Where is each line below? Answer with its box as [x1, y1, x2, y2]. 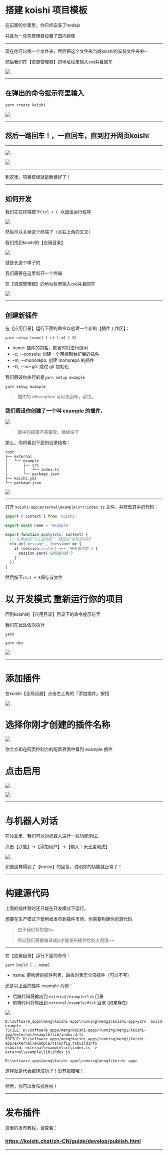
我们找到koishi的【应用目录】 [5, 240, 66, 246]
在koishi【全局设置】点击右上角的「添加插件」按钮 [5, 690, 109, 697]
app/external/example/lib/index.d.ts [5, 1032, 84, 1037]
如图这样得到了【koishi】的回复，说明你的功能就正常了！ [5, 863, 122, 869]
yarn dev [5, 641, 23, 646]
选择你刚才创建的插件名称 [5, 720, 111, 731]
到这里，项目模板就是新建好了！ [5, 174, 71, 180]
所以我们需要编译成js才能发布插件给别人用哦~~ [17, 937, 115, 943]
